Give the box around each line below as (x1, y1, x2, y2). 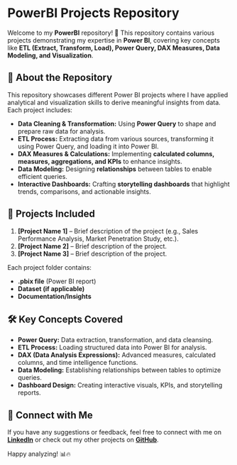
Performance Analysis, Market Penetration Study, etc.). (17, 234, 179, 243)
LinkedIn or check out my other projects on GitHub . (7, 435, 159, 444)
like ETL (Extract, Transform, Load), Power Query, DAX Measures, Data (7, 43, 220, 52)
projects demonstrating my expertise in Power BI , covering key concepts (7, 35, 220, 44)
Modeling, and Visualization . (7, 51, 94, 60)
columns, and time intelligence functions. (17, 359, 138, 367)
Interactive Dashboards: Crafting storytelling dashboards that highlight (17, 180, 231, 188)
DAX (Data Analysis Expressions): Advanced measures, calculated (17, 351, 216, 359)
